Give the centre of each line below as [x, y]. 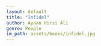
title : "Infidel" [28, 17]
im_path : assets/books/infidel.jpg [51, 34]
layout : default [26, 12]
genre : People [24, 28]
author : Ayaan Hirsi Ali [37, 23]
